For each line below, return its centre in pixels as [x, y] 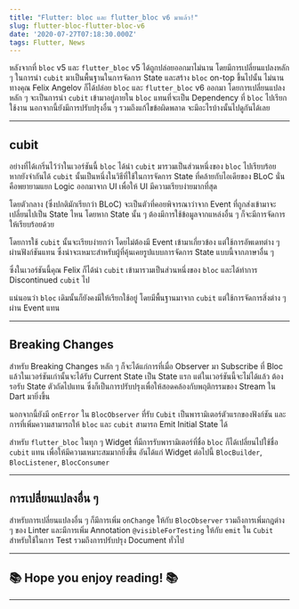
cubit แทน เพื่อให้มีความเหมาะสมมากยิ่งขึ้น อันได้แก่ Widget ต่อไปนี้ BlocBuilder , [136, 452]
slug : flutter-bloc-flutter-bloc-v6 [77, 26]
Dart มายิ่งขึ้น [30, 396]
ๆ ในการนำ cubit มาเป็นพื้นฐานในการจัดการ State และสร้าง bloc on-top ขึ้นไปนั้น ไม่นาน [147, 78]
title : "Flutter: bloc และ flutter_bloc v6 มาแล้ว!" [104, 17]
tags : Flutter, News [48, 42]
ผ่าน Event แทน [35, 308]
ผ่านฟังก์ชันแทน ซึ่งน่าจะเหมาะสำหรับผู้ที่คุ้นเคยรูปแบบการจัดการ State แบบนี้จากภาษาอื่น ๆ [141, 252]
